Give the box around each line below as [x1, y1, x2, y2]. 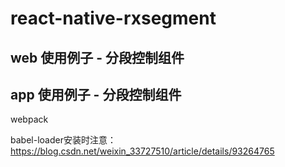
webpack [10, 113, 49, 126]
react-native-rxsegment [10, 7, 217, 30]
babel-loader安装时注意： [10, 134, 117, 146]
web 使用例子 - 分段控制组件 [10, 49, 185, 66]
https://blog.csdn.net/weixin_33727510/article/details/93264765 [10, 145, 275, 157]
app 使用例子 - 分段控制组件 [10, 86, 182, 103]
